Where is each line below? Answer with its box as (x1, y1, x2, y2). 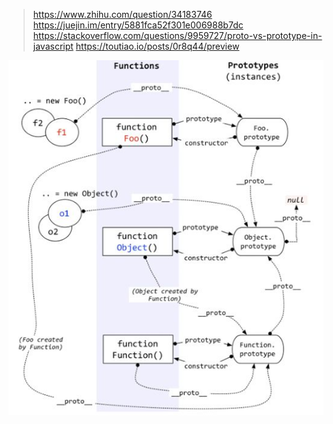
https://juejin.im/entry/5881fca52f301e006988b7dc (32, 19, 244, 31)
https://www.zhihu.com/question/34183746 (32, 9, 213, 20)
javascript (32, 40, 74, 52)
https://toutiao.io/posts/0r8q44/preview (75, 40, 240, 52)
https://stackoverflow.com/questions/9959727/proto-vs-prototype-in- (32, 30, 323, 41)
